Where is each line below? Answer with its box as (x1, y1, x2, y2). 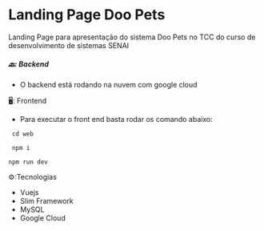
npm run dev (8, 158, 48, 166)
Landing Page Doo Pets (8, 6, 166, 24)
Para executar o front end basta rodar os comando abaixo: (19, 114, 214, 124)
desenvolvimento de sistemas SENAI (8, 40, 130, 50)
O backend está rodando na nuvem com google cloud (19, 79, 198, 89)
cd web (11, 130, 34, 138)
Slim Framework (19, 196, 74, 205)
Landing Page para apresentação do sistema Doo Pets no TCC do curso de (8, 32, 256, 42)
